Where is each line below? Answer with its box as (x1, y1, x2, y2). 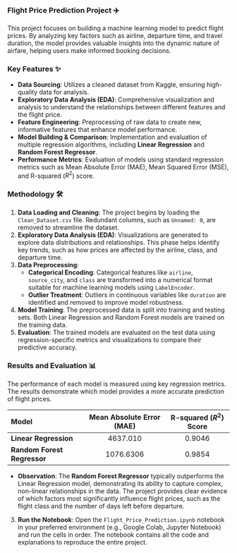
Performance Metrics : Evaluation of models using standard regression (17, 155, 224, 164)
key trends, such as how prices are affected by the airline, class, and (17, 245, 217, 254)
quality (17, 87, 38, 96)
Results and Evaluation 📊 (7, 361, 97, 371)
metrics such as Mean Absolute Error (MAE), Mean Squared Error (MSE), (17, 162, 229, 171)
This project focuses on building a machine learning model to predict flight (7, 24, 224, 32)
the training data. (17, 320, 68, 329)
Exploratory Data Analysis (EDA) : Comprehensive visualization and (17, 95, 215, 104)
